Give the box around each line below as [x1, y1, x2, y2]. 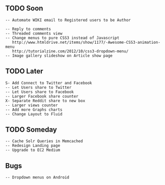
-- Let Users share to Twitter [5, 85, 72, 90]
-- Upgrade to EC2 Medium [5, 147, 60, 153]
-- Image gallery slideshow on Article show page [5, 53, 113, 58]
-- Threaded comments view [5, 30, 63, 36]
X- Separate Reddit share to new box [5, 98, 86, 103]
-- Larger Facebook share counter [5, 94, 79, 99]
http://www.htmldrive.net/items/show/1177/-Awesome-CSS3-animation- [12, 40, 160, 45]
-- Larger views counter [5, 103, 58, 108]
